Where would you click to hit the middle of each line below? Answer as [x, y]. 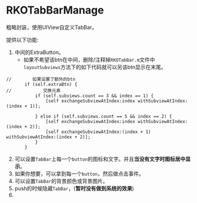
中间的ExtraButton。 [39, 52]
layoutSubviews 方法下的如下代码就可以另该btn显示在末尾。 [95, 67]
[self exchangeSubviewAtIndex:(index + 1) [98, 132]
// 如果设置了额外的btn [41, 79]
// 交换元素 [33, 91]
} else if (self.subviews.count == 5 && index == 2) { [103, 116]
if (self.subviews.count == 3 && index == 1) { [94, 96]
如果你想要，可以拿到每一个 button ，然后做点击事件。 [79, 174]
